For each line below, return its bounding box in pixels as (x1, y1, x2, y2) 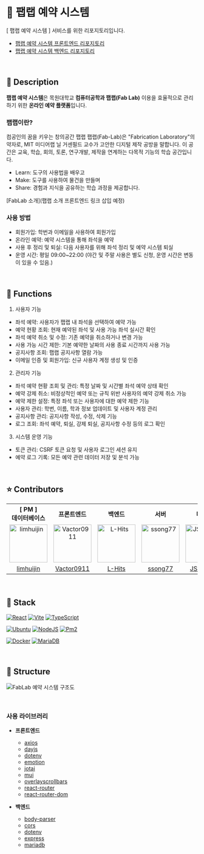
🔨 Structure (6, 666, 50, 677)
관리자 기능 (15, 369, 42, 377)
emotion (24, 758, 46, 765)
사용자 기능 (15, 306, 42, 313)
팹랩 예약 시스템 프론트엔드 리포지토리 (15, 39, 105, 47)
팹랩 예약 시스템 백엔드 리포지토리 (15, 47, 95, 55)
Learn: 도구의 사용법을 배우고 (15, 169, 85, 176)
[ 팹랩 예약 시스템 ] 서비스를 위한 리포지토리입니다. (6, 27, 126, 34)
